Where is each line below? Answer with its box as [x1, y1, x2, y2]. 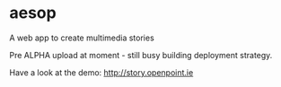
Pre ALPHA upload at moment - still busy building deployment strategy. [9, 49, 273, 60]
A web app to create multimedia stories [9, 32, 154, 43]
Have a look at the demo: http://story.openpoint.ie [9, 66, 194, 78]
